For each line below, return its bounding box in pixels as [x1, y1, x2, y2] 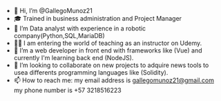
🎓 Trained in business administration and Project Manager [13, 15, 182, 22]
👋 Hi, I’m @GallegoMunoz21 [13, 7, 93, 15]
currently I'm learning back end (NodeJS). [13, 54, 134, 62]
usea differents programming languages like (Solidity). [13, 68, 169, 76]
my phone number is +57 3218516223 [13, 86, 122, 94]
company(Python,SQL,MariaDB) [13, 32, 105, 39]
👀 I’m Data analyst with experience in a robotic [13, 24, 146, 33]
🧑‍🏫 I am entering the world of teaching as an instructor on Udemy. [13, 39, 202, 47]
